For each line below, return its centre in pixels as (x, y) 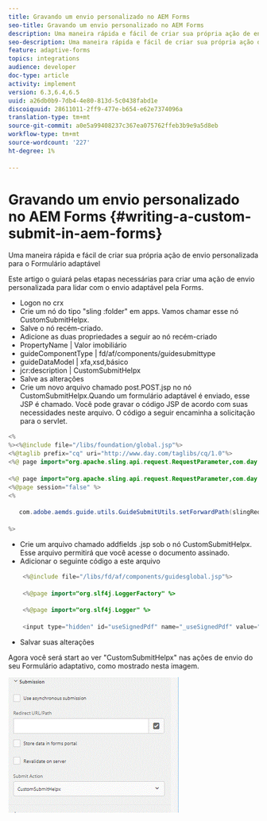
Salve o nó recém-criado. (61, 328)
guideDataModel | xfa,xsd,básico (74, 362)
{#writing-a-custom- (181, 217)
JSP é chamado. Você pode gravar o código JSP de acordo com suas (134, 405)
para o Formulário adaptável (54, 264)
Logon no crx (42, 303)
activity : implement (43, 83)
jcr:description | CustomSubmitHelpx (80, 370)
